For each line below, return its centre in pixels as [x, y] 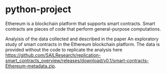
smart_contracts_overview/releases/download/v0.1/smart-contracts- [77, 60]
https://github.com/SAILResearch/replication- [53, 55]
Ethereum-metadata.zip [30, 66]
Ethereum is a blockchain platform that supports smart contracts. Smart [80, 23]
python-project [38, 9]
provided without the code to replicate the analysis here [64, 50]
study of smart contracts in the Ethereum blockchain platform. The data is [83, 44]
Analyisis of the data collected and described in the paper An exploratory [82, 39]
